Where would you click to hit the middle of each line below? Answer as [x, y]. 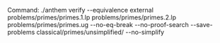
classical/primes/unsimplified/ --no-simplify [100, 32]
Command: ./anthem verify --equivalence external [81, 10]
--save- [202, 25]
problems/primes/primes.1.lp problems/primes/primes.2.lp [92, 17]
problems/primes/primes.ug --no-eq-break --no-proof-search [98, 25]
